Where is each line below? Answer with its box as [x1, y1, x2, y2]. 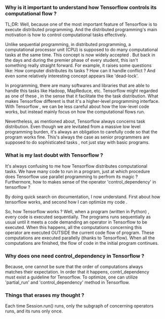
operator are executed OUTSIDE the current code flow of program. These [5, 229, 154, 235]
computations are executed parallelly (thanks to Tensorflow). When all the [5, 234, 155, 241]
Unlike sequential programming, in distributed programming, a [5, 42, 132, 47]
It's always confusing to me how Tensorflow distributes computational [5, 163, 148, 169]
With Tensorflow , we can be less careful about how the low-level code [5, 103, 149, 110]
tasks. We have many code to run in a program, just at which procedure [5, 168, 150, 174]
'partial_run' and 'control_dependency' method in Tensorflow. [5, 279, 130, 285]
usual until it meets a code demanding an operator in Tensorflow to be [5, 219, 148, 225]
